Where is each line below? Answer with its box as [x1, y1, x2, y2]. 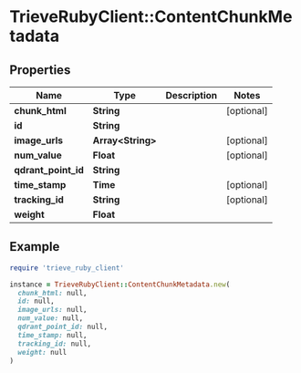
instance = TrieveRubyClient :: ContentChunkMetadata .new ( [9, 280, 231, 289]
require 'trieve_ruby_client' [9, 263, 125, 273]
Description [165, 89, 218, 101]
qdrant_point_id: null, [17, 322, 108, 332]
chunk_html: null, [17, 288, 88, 297]
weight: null [17, 347, 67, 357]
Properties [9, 62, 71, 78]
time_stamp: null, [17, 330, 88, 339]
